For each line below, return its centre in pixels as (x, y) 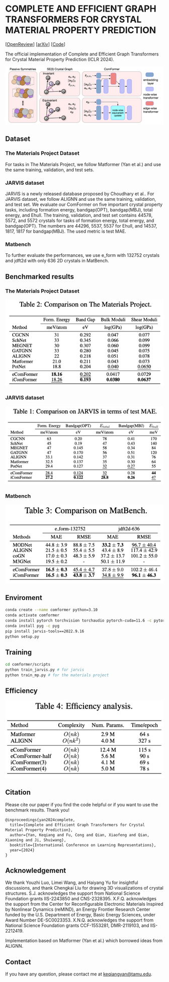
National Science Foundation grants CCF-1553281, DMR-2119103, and (77, 925)
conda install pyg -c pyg (32, 626)
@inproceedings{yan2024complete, (40, 820)
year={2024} (22, 850)
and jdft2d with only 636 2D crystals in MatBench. (57, 261)
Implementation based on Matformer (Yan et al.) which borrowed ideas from (84, 941)
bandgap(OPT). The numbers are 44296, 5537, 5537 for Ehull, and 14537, (81, 226)
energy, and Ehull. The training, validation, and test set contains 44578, (79, 215)
